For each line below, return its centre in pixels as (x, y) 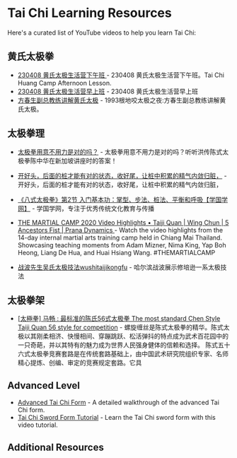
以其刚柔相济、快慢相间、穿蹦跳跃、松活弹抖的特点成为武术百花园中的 (126, 336)
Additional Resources (56, 447)
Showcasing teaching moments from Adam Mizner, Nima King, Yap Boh (122, 245)
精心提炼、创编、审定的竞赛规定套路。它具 (80, 363)
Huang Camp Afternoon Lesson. (64, 83)
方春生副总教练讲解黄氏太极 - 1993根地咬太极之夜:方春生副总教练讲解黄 (122, 100)
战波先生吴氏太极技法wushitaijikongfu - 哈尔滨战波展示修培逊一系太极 (119, 267)
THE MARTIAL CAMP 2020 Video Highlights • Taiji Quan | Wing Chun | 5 (123, 222)
